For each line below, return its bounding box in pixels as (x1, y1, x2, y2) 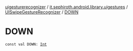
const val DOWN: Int (5, 42, 47, 47)
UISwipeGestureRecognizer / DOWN (5, 9, 79, 15)
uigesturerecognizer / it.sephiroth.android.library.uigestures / (5, 4, 128, 10)
